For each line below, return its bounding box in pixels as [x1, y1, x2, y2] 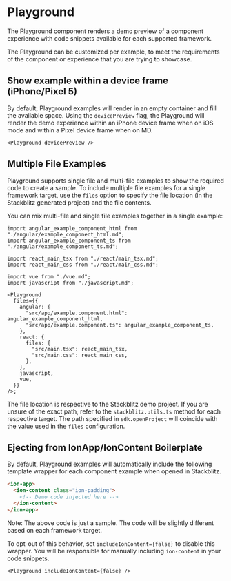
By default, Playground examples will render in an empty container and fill [7, 104, 217, 112]
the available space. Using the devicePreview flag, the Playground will [7, 111, 205, 119]
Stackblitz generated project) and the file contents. [7, 198, 152, 207]
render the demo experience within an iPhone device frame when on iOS [7, 119, 214, 127]
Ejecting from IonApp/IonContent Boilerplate [7, 442, 203, 453]
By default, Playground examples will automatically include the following [7, 460, 212, 469]
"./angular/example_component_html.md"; [7, 231, 125, 238]
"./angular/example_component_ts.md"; [7, 243, 119, 250]
